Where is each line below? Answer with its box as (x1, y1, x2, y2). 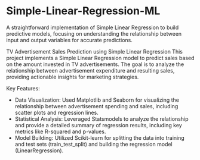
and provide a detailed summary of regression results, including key (14, 121, 182, 128)
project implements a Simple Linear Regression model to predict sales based (6, 54, 195, 61)
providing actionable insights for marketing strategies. (6, 73, 139, 80)
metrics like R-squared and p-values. (14, 128, 106, 135)
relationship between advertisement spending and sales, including (14, 102, 179, 109)
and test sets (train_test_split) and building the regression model (14, 140, 173, 148)
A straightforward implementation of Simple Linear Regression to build (6, 24, 179, 31)
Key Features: (6, 84, 40, 92)
